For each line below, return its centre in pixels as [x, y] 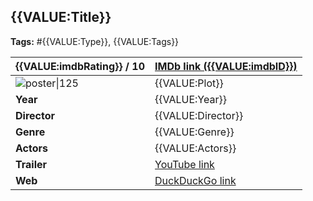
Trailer [31, 164]
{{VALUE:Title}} [61, 17]
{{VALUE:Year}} [190, 99]
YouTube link [184, 164]
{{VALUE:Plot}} [189, 83]
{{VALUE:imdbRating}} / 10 [80, 66]
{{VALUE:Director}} [199, 115]
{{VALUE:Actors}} [195, 148]
